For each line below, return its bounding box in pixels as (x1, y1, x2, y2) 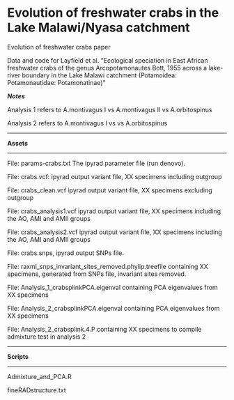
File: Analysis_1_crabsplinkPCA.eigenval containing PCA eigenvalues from (7, 283, 218, 291)
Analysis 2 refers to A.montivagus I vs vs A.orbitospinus (7, 118, 168, 127)
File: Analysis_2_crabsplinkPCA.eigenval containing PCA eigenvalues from (7, 304, 220, 312)
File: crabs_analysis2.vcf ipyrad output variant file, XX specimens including (7, 228, 223, 236)
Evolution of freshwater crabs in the (7, 5, 219, 21)
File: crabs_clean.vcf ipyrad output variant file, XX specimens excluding (7, 186, 212, 194)
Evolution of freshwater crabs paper (7, 43, 111, 51)
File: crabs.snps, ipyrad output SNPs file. (7, 249, 124, 257)
